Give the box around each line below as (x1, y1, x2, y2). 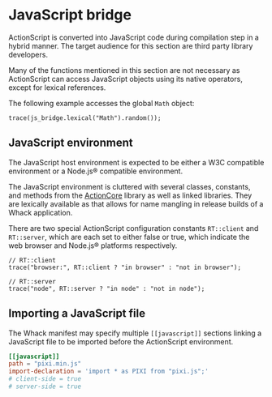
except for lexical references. (8, 83, 106, 92)
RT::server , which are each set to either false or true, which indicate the (8, 232, 250, 241)
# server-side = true (8, 382, 82, 391)
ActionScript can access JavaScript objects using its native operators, (8, 74, 244, 83)
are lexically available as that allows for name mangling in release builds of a (8, 198, 264, 208)
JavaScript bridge (8, 6, 132, 24)
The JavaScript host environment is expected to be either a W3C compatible (8, 157, 265, 167)
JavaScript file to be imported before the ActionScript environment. (8, 336, 234, 346)
